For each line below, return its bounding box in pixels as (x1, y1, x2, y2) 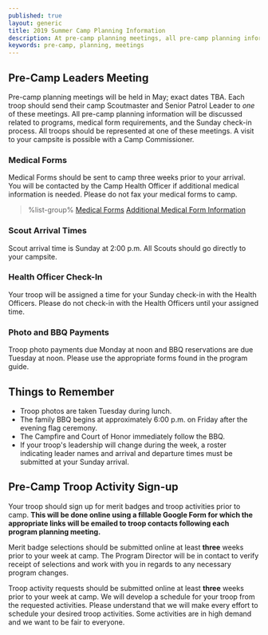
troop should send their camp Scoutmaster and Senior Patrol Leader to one (8, 101, 255, 110)
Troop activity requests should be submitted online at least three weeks (8, 583, 245, 593)
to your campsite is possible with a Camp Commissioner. (8, 134, 195, 144)
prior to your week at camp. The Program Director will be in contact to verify (8, 550, 259, 560)
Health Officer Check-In (8, 272, 103, 283)
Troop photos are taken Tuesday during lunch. (19, 406, 172, 415)
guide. (8, 362, 30, 371)
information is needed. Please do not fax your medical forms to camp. (8, 189, 238, 200)
